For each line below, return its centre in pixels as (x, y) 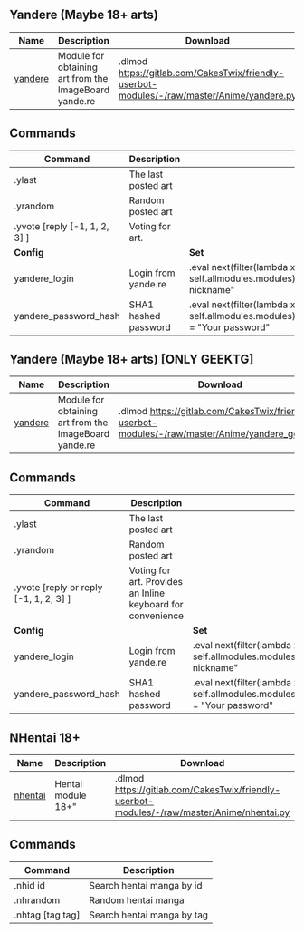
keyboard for (156, 605)
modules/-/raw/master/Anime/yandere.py (207, 95)
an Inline (147, 593)
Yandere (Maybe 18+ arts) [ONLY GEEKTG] (132, 360)
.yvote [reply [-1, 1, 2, (62, 226)
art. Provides (156, 582)
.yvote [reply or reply (58, 588)
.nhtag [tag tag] (47, 915)
